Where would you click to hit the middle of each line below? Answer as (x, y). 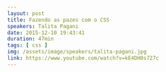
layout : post (26, 13)
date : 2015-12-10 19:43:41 (46, 33)
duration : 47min (30, 39)
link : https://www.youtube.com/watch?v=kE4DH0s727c (83, 58)
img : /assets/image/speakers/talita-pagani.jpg (77, 52)
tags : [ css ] (28, 45)
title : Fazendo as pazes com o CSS (58, 20)
